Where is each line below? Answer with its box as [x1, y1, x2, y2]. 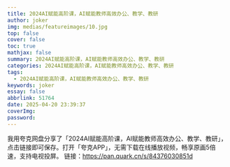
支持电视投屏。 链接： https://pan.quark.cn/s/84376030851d [19, 152, 194, 160]
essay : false [7, 88, 45, 95]
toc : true [7, 43, 36, 50]
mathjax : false [7, 50, 52, 57]
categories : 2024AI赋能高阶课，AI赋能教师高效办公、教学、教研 [7, 62, 175, 69]
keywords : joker [7, 82, 55, 89]
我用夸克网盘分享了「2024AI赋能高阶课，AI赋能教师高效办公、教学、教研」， [7, 134, 227, 143]
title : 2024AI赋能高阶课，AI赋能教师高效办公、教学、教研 [7, 10, 159, 17]
